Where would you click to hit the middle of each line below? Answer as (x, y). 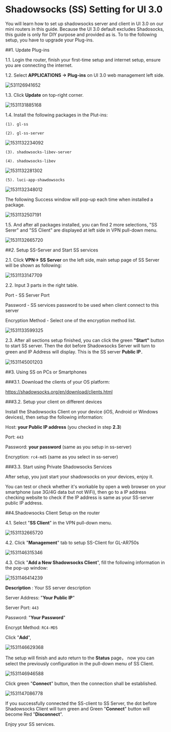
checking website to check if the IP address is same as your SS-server (80, 497)
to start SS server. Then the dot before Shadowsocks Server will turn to (80, 346)
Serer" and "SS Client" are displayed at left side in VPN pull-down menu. (81, 230)
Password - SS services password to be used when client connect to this (82, 305)
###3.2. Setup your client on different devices (54, 402)
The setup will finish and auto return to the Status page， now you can (80, 658)
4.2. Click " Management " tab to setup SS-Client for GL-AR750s (72, 542)
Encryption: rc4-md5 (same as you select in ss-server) (62, 456)
